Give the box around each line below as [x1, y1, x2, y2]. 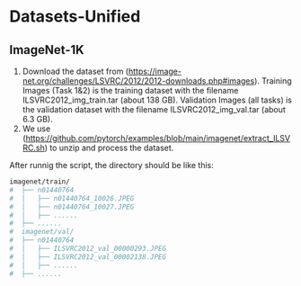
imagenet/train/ [9, 177, 70, 186]
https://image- [128, 66, 182, 76]
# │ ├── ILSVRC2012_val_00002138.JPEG [9, 252, 167, 262]
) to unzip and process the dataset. [44, 142, 174, 153]
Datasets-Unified [9, 6, 141, 27]
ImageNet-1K [9, 42, 84, 58]
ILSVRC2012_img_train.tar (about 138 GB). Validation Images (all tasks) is [22, 94, 292, 105]
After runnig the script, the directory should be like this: [9, 160, 214, 170]
